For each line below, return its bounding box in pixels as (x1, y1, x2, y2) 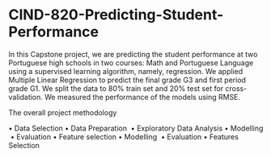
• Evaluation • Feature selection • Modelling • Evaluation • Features (10, 131, 239, 142)
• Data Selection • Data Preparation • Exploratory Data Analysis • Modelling (8, 123, 264, 133)
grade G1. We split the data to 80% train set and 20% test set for (8, 83, 224, 93)
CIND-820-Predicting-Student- (8, 6, 224, 24)
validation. (8, 92, 43, 101)
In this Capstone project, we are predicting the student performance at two (8, 49, 258, 59)
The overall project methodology (8, 107, 117, 118)
